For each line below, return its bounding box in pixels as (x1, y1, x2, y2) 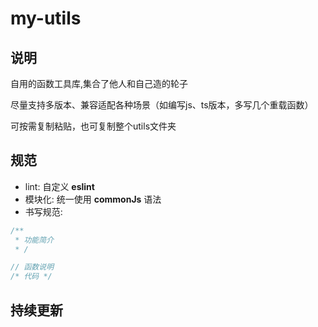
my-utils (10, 7, 82, 30)
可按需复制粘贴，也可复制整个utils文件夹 (10, 120, 177, 132)
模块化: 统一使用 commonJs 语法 (24, 193, 162, 205)
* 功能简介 (14, 235, 55, 245)
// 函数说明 (10, 262, 55, 272)
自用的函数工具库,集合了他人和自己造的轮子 (10, 78, 189, 89)
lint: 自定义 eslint (24, 180, 95, 192)
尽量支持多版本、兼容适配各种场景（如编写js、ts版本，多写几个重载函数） (10, 99, 314, 111)
